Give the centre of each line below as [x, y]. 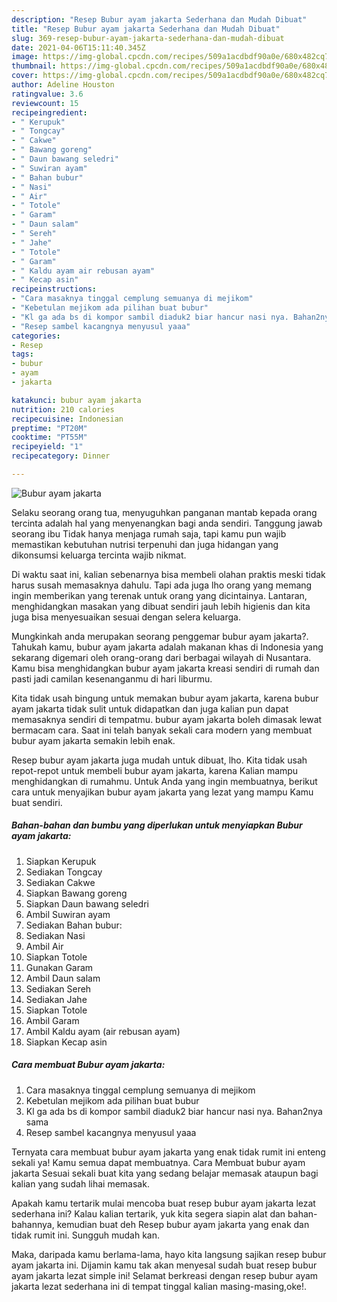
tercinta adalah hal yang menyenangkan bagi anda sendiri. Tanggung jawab [167, 523]
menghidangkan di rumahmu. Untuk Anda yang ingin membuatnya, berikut [164, 781]
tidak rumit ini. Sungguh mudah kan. [86, 1235]
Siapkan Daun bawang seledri [87, 903]
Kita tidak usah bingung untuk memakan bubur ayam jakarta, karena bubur [165, 698]
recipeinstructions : [54, 289]
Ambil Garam [52, 1020]
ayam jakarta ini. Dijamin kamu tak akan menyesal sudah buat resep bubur [164, 1265]
